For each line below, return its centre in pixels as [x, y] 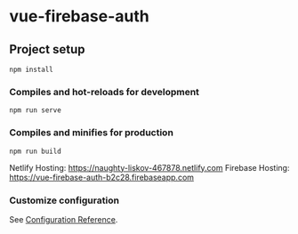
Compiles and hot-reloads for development [105, 92]
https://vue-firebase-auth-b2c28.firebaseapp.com [101, 177]
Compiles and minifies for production [91, 133]
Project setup [48, 49]
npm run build [36, 151]
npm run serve [36, 110]
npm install [31, 69]
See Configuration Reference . [64, 219]
